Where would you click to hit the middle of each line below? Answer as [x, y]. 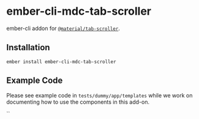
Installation [28, 48]
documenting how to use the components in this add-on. [78, 102]
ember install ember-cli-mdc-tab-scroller [61, 62]
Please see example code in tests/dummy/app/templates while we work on [99, 95]
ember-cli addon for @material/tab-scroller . [63, 28]
